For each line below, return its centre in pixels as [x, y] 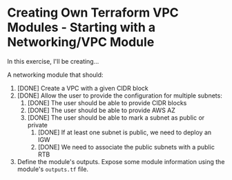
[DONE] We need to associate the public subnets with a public [126, 147]
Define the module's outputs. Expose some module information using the [121, 161]
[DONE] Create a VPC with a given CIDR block [83, 88]
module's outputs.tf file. [52, 169]
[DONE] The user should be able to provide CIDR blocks [107, 102]
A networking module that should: [55, 75]
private [38, 125]
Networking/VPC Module [81, 42]
